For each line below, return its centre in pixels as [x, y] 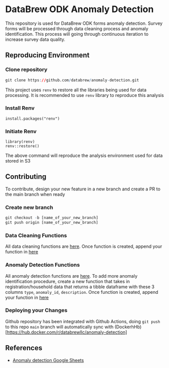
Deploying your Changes [36, 310]
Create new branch [29, 207]
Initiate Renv [21, 131]
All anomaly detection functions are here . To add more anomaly [71, 276]
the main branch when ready [35, 194]
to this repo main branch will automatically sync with [59, 327]
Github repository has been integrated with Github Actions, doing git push [83, 321]
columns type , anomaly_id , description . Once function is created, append [82, 292]
